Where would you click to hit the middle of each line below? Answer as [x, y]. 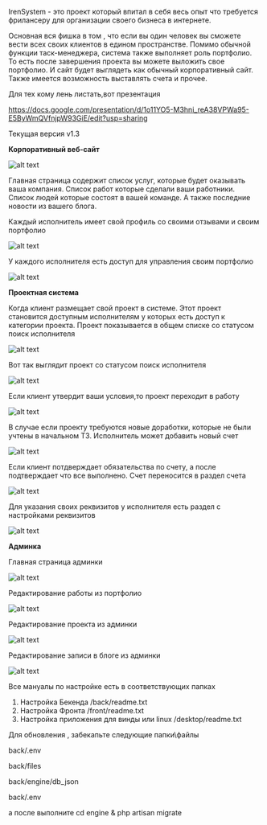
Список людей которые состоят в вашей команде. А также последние [129, 197]
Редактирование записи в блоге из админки [84, 655]
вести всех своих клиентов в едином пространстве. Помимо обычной [130, 44]
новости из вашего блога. [53, 206]
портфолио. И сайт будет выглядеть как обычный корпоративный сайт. [131, 70]
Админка [25, 546]
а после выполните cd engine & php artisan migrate [95, 813]
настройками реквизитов [52, 515]
